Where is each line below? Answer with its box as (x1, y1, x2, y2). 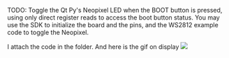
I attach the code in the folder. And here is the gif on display (7, 43, 179, 51)
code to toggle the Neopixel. (7, 28, 89, 36)
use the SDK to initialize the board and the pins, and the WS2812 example (7, 21, 219, 29)
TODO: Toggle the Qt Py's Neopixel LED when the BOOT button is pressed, (7, 6, 223, 14)
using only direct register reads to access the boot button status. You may (7, 13, 220, 22)
